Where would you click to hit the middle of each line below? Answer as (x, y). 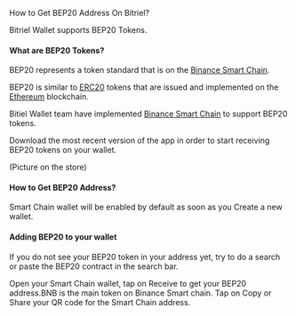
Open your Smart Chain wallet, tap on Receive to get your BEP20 (128, 283)
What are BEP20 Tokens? (57, 50)
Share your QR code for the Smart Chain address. (100, 302)
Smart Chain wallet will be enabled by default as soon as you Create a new (146, 207)
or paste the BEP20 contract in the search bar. (94, 266)
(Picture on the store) (48, 167)
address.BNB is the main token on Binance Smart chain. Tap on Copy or (140, 293)
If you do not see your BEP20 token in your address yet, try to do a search (145, 257)
